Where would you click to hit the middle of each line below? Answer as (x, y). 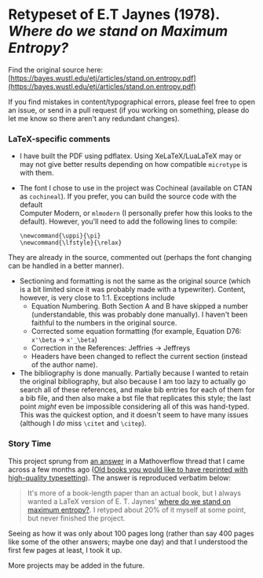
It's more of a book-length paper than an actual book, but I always (134, 493)
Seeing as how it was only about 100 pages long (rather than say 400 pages (131, 533)
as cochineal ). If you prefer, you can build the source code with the (128, 196)
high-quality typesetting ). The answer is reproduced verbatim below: (120, 477)
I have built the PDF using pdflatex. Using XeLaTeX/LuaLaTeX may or (130, 156)
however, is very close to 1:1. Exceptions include (97, 298)
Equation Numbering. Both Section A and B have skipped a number (140, 306)
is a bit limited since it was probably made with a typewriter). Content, (132, 290)
